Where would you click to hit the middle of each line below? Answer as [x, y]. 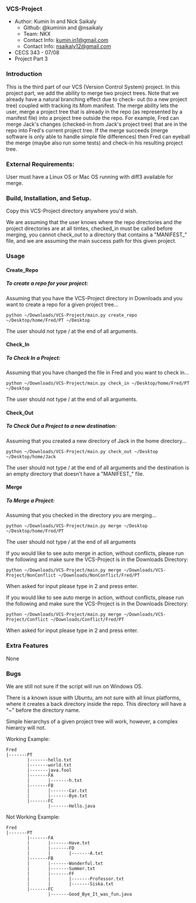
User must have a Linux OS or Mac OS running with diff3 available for [90, 177]
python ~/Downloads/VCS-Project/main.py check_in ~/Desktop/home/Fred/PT [98, 383]
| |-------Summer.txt [61, 868]
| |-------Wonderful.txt [65, 863]
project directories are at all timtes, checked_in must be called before [90, 229]
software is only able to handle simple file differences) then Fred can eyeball [98, 136]
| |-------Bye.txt [57, 796]
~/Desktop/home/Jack [31, 456]
